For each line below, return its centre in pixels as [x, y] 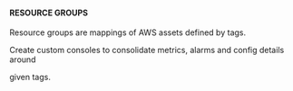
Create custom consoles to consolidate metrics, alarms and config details [147, 50]
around [23, 59]
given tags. [30, 77]
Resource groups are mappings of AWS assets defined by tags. [128, 32]
